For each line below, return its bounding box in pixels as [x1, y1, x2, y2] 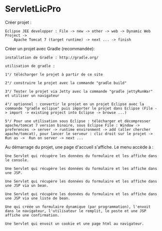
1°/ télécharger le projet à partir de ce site [5, 72, 103, 77]
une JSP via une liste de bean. [5, 196, 70, 200]
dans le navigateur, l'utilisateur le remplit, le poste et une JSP [5, 208, 146, 214]
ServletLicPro [5, 3, 62, 15]
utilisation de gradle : [5, 63, 55, 68]
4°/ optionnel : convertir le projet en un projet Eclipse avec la [5, 102, 145, 107]
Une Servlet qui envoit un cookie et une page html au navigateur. [5, 221, 145, 226]
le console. [5, 157, 29, 163]
